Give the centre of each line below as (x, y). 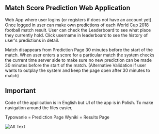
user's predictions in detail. (32, 40)
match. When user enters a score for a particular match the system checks (80, 55)
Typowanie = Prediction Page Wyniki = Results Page (57, 117)
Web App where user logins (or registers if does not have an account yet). (79, 19)
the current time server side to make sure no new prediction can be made (78, 60)
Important (20, 91)
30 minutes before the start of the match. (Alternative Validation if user (76, 65)
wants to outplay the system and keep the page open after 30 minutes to (78, 70)
